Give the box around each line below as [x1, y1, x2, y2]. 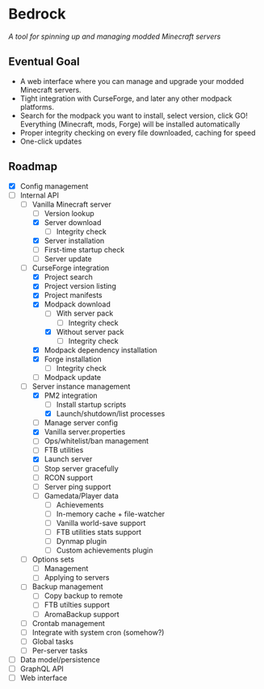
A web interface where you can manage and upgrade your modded [19, 76, 245, 86]
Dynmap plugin [56, 537, 107, 545]
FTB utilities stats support [56, 527, 142, 537]
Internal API [19, 190, 59, 200]
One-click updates [19, 136, 82, 146]
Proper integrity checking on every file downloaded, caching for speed [19, 127, 256, 137]
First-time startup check [44, 245, 125, 254]
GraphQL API [19, 663, 65, 674]
